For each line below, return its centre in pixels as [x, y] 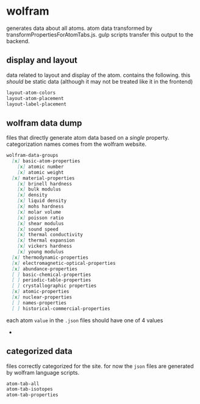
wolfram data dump [44, 123]
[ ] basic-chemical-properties [52, 275]
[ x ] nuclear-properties [42, 297]
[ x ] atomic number [41, 167]
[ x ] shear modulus [41, 223]
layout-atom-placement [35, 98]
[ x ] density [32, 195]
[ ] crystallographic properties [54, 286]
